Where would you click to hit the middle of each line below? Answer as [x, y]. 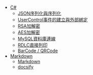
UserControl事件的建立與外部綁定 [53, 20]
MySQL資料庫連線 [37, 39]
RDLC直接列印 [33, 45]
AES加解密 [29, 32]
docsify [26, 67]
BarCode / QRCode [38, 51]
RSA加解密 [29, 26]
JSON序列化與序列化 [39, 13]
